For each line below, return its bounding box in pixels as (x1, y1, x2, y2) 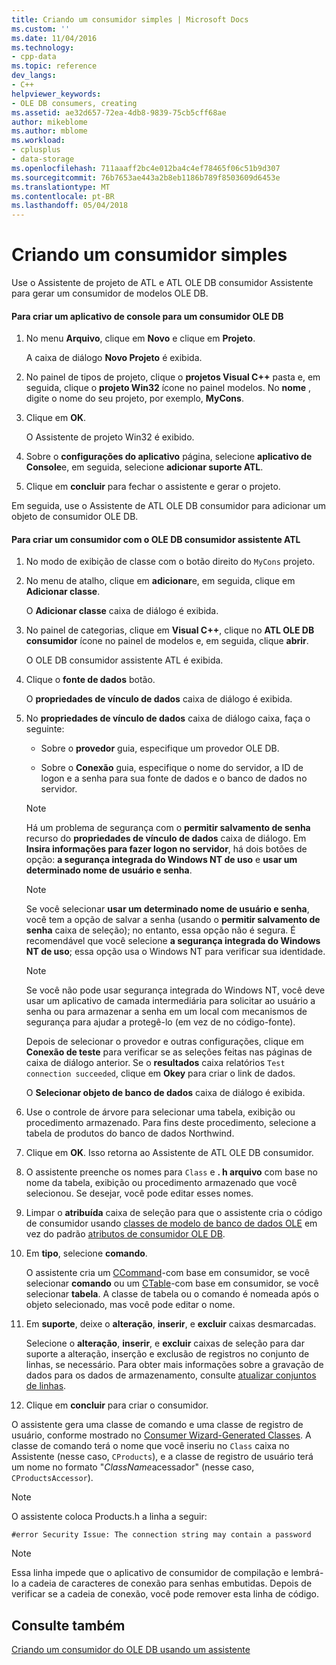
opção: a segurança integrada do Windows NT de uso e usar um (25, 854, 298, 866)
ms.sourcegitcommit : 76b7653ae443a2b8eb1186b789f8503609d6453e (11, 172, 281, 183)
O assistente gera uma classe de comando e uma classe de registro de (11, 1419, 304, 1431)
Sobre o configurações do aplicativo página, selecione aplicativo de (25, 451, 313, 463)
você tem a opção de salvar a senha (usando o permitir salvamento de (25, 914, 321, 926)
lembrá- (290, 1567, 324, 1579)
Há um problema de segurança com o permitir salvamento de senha (25, 822, 311, 834)
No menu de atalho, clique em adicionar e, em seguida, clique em (25, 575, 296, 587)
